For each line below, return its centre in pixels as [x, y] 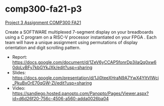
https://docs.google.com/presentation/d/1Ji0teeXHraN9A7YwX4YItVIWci [85, 78]
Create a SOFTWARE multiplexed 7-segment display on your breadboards [79, 32]
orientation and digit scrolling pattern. [43, 47]
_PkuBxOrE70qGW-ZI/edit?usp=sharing [52, 83]
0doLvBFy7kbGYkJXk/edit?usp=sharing [52, 67]
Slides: [19, 72]
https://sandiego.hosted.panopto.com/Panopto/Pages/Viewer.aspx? [80, 93]
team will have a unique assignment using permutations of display [72, 42]
